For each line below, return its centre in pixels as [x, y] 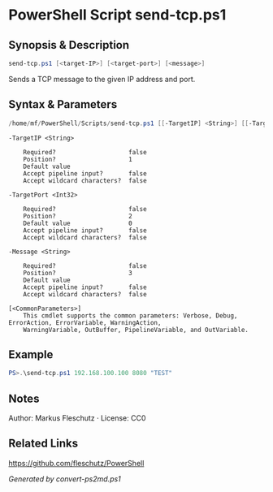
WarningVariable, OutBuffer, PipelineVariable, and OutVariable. [136, 330]
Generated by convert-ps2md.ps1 [65, 479]
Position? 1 [78, 159]
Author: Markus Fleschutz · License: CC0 [77, 418]
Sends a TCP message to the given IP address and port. [102, 79]
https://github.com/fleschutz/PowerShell [76, 463]
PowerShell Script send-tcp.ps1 [117, 15]
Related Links [43, 444]
